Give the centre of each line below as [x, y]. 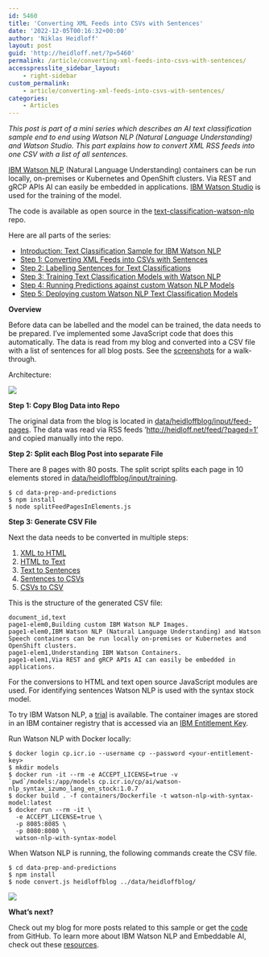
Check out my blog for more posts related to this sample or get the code [128, 928]
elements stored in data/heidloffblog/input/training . [93, 478]
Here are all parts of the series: [60, 235]
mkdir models [37, 768]
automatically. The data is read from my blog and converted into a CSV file [132, 342]
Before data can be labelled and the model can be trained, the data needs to [135, 325]
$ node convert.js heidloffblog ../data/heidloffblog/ [102, 882]
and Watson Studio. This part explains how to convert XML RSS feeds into [132, 146]
